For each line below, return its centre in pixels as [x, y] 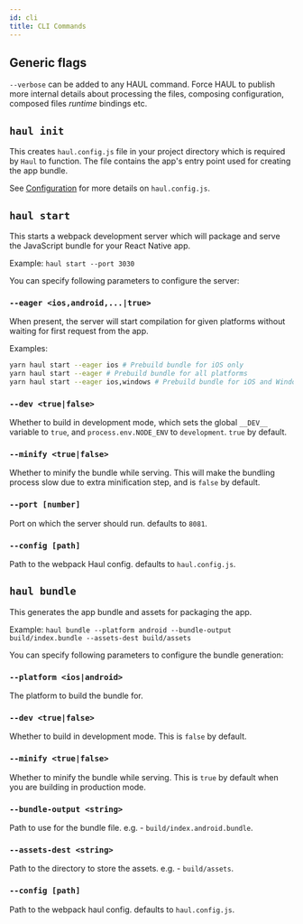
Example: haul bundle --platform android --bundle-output [120, 630]
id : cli [24, 18]
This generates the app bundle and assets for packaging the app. [131, 611]
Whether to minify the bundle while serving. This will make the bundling [142, 473]
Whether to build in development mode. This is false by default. [128, 736]
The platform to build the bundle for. [76, 695]
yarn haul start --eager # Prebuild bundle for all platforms [129, 374]
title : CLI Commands [48, 26]
